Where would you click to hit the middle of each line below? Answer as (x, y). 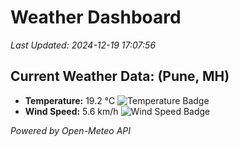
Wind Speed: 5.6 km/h (71, 111)
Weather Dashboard (96, 17)
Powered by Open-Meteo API (71, 130)
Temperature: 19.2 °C (70, 100)
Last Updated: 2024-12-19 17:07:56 (83, 45)
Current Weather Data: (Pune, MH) (120, 76)
